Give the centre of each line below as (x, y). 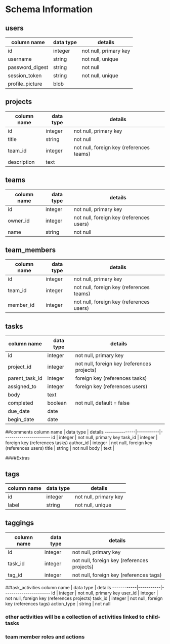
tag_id (15, 575)
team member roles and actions (45, 636)
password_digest (28, 67)
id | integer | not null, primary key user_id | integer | (105, 593)
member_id (21, 305)
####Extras (17, 458)
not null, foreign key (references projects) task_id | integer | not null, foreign (84, 598)
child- (153, 617)
